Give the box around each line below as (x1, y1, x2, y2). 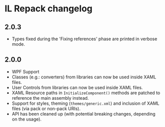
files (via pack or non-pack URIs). (11, 105, 81, 112)
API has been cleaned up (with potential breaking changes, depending (11, 111, 156, 117)
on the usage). (11, 116, 42, 122)
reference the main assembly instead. (11, 95, 89, 101)
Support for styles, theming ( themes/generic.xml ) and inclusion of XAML (11, 100, 160, 106)
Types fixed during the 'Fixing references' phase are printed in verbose (11, 36, 158, 42)
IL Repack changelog (4, 3, 93, 14)
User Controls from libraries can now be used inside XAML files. (11, 84, 143, 90)
